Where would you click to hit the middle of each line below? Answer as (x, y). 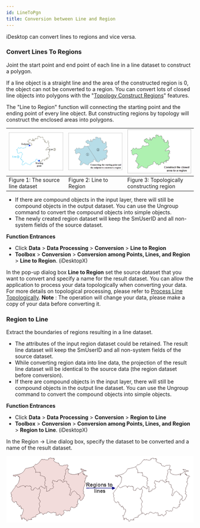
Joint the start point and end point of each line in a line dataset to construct (99, 65)
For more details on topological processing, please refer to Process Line (94, 291)
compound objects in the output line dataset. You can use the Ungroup (101, 388)
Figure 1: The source (34, 180)
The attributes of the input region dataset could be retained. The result (101, 344)
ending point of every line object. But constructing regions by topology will (98, 113)
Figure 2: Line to (88, 180)
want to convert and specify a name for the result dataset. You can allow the (100, 278)
